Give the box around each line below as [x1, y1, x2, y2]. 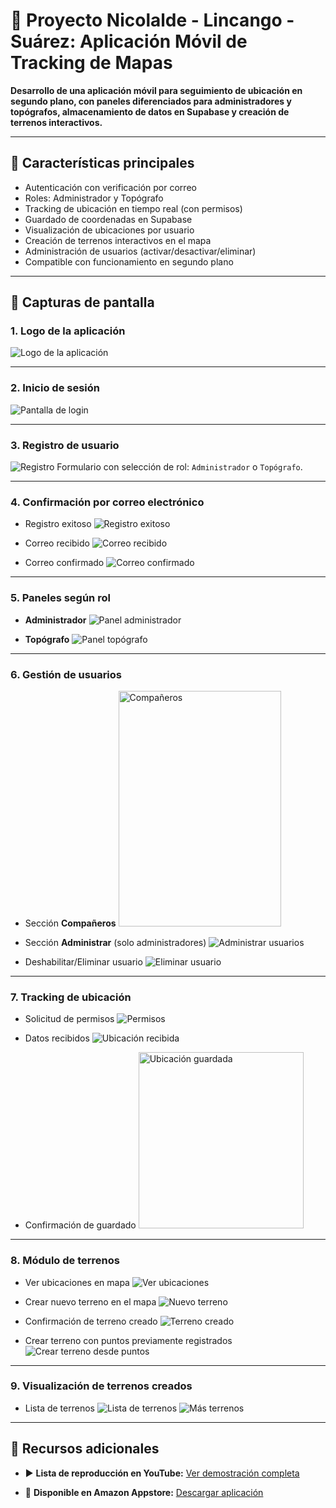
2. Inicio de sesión [10, 381, 100, 395]
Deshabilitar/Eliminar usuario [24, 955, 143, 968]
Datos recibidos [24, 1032, 90, 1044]
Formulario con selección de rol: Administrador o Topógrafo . [56, 461, 303, 473]
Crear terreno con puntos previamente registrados [24, 1334, 233, 1346]
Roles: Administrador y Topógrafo [24, 192, 164, 204]
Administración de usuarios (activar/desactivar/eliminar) [24, 245, 257, 257]
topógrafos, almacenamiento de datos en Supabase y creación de [10, 105, 290, 118]
